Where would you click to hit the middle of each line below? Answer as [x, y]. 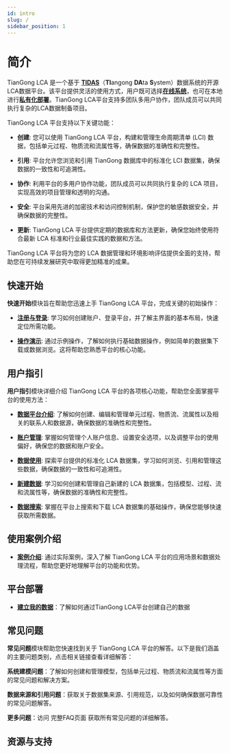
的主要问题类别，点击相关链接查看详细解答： [70, 657]
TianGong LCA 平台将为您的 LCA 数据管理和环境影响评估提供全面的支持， [111, 253]
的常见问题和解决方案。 [40, 680]
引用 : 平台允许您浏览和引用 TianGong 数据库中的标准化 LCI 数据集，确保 [118, 160]
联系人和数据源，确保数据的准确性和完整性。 [92, 422]
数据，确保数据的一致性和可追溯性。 [74, 469]
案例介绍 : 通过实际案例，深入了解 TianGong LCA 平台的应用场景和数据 [116, 557]
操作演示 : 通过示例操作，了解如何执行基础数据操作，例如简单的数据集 [115, 341]
